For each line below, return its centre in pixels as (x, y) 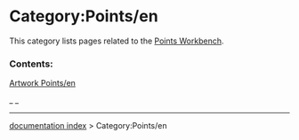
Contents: (31, 64)
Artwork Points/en (42, 83)
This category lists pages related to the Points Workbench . (117, 41)
